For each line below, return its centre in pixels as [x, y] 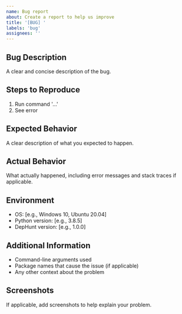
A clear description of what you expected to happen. [70, 143]
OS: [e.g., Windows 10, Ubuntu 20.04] [61, 215]
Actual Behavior [36, 161]
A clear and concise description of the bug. [59, 71]
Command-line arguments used [53, 260]
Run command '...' [37, 104]
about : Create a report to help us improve [60, 17]
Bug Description [36, 57]
